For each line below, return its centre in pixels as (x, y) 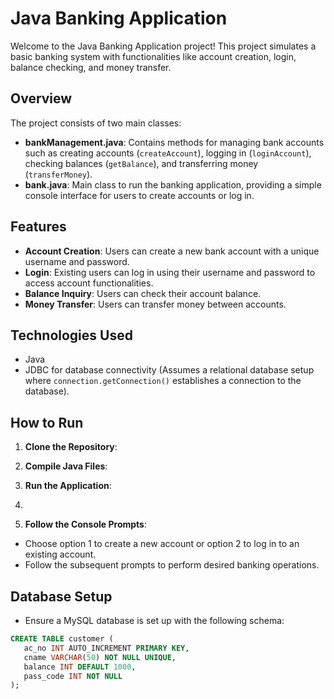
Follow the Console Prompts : (85, 524)
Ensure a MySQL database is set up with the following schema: (154, 620)
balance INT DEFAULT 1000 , (80, 667)
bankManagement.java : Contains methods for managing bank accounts (174, 142)
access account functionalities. (89, 283)
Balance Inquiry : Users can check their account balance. (143, 293)
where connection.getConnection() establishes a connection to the (163, 381)
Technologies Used (71, 335)
